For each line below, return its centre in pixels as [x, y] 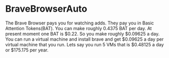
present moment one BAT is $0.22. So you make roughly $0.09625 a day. [82, 34]
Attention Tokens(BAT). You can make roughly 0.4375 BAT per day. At [79, 28]
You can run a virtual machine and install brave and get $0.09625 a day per [84, 39]
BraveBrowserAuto [46, 9]
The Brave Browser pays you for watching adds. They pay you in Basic [80, 23]
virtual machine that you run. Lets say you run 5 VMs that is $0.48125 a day [85, 44]
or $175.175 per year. [27, 50]
